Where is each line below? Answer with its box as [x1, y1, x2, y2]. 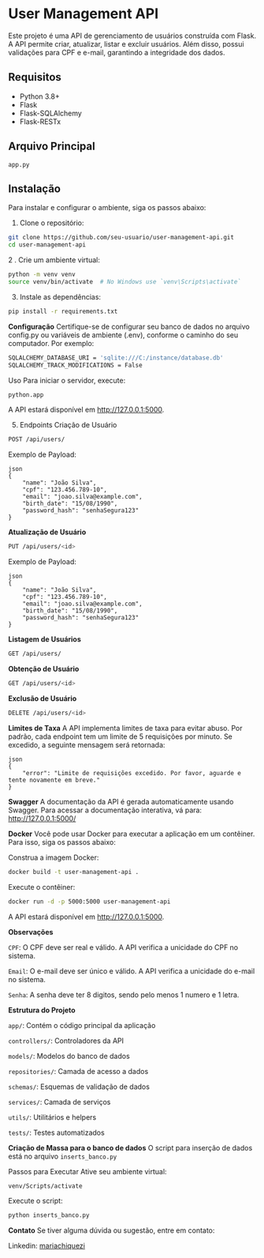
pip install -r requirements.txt [8, 307, 118, 315]
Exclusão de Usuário [8, 693, 77, 703]
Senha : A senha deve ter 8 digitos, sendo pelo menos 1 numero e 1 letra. [8, 989, 240, 1000]
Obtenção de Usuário [8, 665, 80, 673]
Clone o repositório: [19, 218, 84, 228]
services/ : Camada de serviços [8, 1097, 111, 1106]
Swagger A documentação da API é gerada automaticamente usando [8, 797, 234, 806]
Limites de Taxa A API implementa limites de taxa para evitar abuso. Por [8, 723, 243, 733]
